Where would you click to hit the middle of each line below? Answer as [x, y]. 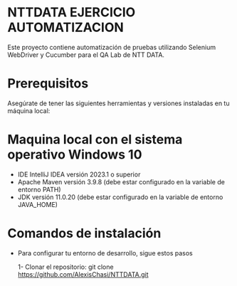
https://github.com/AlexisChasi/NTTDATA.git [83, 274]
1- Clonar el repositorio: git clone [65, 267]
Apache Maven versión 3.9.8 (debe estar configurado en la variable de [121, 181]
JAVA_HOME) [38, 204]
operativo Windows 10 [75, 155]
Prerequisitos [48, 84]
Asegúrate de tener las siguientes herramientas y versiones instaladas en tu [118, 103]
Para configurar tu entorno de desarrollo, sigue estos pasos [105, 253]
